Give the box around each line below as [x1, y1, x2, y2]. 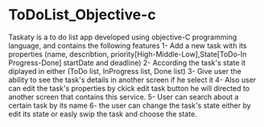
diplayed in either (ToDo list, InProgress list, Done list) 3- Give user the [8, 66, 241, 76]
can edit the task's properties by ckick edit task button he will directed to [8, 83, 250, 93]
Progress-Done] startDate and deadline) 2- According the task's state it [8, 58, 245, 68]
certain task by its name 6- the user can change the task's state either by [8, 100, 251, 110]
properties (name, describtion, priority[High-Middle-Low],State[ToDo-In [8, 49, 247, 59]
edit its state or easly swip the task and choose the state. [8, 109, 197, 118]
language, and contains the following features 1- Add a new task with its [8, 40, 247, 50]
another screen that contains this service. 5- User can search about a [8, 92, 239, 101]
